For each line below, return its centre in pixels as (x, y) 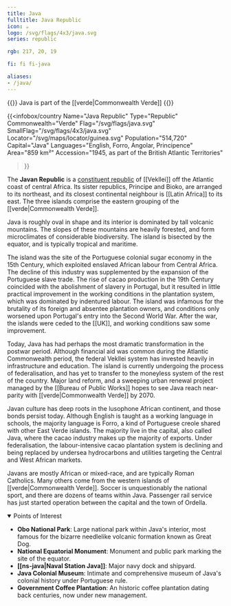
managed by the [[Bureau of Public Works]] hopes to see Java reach (104, 387)
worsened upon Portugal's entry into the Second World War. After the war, (112, 316)
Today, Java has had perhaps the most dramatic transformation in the (106, 344)
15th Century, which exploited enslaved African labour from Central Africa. (112, 264)
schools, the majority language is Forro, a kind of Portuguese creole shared (114, 423)
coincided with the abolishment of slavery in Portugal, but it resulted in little (114, 286)
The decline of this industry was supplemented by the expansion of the (108, 272)
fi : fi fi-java (29, 64)
